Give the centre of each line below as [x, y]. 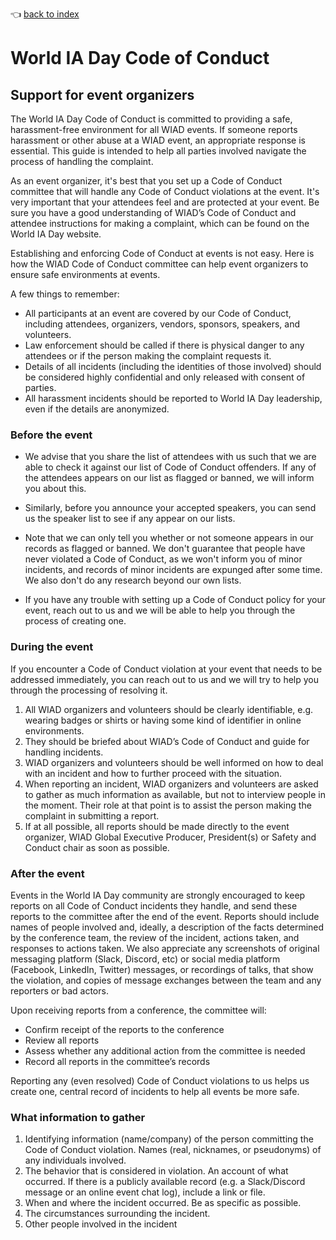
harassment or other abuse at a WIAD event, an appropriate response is [158, 140]
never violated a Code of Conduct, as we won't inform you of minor [163, 559]
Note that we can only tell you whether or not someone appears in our [169, 538]
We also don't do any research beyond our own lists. [133, 580]
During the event [52, 647]
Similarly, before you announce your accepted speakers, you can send [170, 508]
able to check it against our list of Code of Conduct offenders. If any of [170, 467]
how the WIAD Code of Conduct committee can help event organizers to [159, 264]
